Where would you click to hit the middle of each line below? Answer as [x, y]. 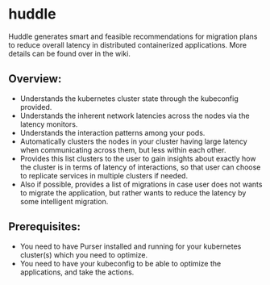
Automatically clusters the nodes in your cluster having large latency [133, 141]
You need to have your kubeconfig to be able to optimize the [120, 263]
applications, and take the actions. [77, 272]
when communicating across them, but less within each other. [123, 149]
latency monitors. [49, 124]
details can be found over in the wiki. [70, 53]
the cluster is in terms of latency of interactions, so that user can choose [140, 167]
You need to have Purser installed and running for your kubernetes [131, 246]
